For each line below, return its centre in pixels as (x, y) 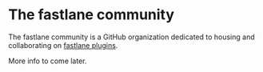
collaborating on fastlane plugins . (63, 45)
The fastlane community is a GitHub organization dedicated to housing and (132, 37)
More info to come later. (48, 61)
